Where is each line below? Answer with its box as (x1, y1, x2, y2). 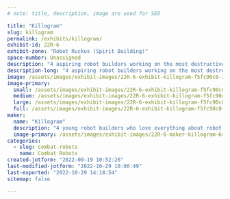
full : (13, 106, 29, 113)
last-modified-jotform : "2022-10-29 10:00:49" (7, 163, 142, 169)
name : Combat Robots (19, 150, 78, 157)
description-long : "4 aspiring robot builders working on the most (7, 67, 204, 74)
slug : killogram (7, 29, 53, 36)
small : (13, 86, 32, 93)
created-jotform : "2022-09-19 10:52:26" (7, 156, 125, 163)
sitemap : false (7, 176, 51, 183)
